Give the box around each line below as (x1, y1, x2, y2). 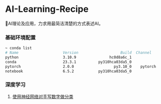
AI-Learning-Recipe (5, 3, 89, 15)
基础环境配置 (5, 34, 36, 41)
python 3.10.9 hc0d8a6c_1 (5, 54, 132, 60)
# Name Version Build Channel (5, 51, 152, 55)
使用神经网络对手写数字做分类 (12, 93, 73, 100)
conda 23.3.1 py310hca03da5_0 (5, 59, 132, 64)
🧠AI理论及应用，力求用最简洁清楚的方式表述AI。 (5, 20, 104, 26)
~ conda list (5, 46, 32, 51)
